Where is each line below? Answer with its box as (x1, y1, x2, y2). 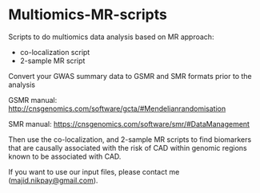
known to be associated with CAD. (8, 152, 122, 161)
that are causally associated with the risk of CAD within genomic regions (8, 143, 247, 152)
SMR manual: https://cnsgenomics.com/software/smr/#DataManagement (8, 119, 250, 128)
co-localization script (19, 47, 90, 57)
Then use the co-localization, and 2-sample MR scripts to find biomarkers (8, 134, 252, 144)
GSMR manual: (8, 95, 58, 104)
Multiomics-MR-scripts (8, 6, 168, 24)
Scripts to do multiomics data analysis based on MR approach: (8, 32, 214, 41)
